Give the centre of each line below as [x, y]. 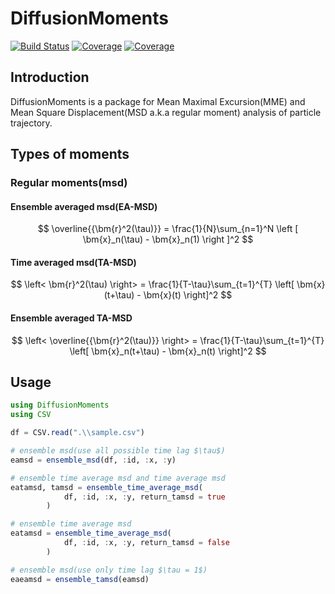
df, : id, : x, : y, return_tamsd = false [146, 543]
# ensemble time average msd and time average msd [118, 478]
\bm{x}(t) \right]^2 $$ [188, 295]
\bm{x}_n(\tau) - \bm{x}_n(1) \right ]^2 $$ [168, 239]
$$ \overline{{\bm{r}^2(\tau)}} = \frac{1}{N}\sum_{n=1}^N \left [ [168, 229]
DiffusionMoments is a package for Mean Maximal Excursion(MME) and [158, 101]
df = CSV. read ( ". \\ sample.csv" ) [77, 433]
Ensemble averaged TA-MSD [71, 318]
